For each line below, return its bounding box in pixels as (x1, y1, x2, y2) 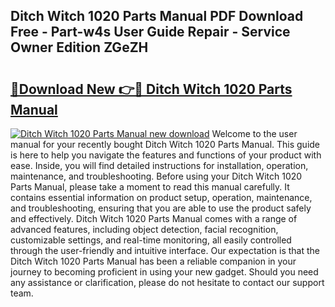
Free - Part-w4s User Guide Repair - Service (10, 24, 291, 41)
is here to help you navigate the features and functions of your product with (10, 149, 322, 161)
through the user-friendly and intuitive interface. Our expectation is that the (10, 245, 320, 256)
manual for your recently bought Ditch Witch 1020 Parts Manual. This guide (10, 139, 321, 150)
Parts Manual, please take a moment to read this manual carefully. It (10, 181, 290, 193)
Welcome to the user (211, 128, 298, 139)
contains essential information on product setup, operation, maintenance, (10, 192, 313, 203)
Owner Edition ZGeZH (10, 39, 149, 56)
